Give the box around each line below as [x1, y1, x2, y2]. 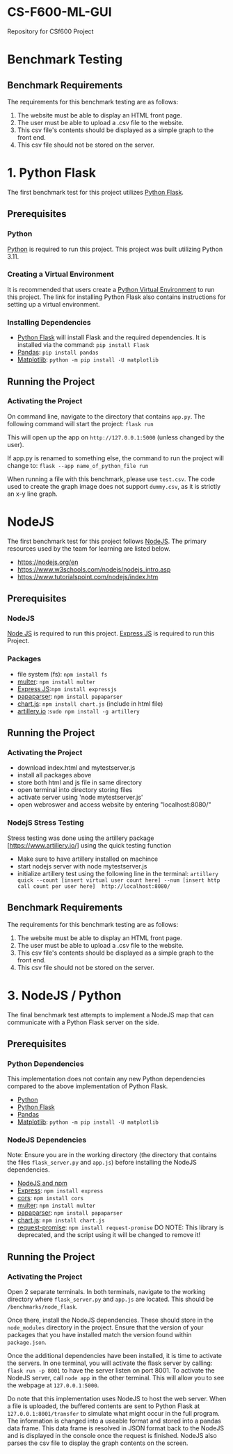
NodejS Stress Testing [7, 818, 84, 827]
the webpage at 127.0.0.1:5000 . [7, 1381, 99, 1389]
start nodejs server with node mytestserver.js [17, 862, 147, 870]
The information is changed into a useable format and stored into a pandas [7, 1416, 221, 1425]
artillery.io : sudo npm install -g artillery [17, 706, 140, 715]
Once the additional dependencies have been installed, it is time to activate [7, 1352, 223, 1360]
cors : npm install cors [17, 1194, 84, 1202]
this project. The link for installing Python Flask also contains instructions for [7, 293, 226, 301]
